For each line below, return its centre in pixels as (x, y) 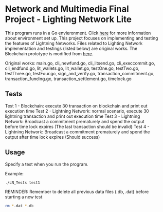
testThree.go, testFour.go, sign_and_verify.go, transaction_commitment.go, (80, 73)
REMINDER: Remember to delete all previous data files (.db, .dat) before (77, 192)
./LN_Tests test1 (23, 182)
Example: (14, 173)
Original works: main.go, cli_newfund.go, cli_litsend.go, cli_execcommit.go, (80, 63)
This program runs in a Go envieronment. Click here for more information (78, 33)
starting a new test (24, 197)
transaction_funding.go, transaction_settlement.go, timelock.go (68, 79)
